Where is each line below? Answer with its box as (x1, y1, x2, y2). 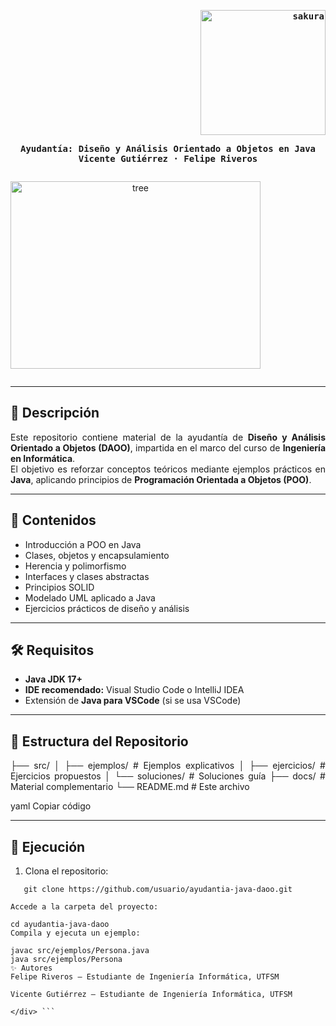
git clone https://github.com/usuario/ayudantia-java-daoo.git (23, 885, 293, 895)
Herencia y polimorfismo (24, 560, 127, 572)
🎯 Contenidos (10, 512, 97, 529)
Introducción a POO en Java (24, 538, 142, 550)
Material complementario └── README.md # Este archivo (10, 781, 250, 793)
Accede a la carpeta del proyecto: (10, 902, 159, 912)
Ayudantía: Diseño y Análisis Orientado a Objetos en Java (19, 143, 316, 154)
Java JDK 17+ (24, 673, 83, 685)
